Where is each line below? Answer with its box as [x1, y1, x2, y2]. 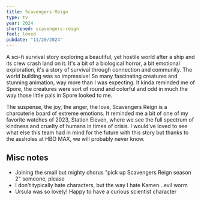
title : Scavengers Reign [6, 8, 68, 15]
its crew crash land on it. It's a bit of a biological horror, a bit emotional [6, 60, 180, 67]
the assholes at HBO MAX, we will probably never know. [6, 135, 145, 142]
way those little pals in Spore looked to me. [6, 91, 113, 99]
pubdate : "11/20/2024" [6, 37, 63, 43]
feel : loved [6, 31, 36, 37]
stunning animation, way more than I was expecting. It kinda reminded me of [6, 79, 195, 86]
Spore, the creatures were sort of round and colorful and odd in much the [6, 85, 188, 92]
